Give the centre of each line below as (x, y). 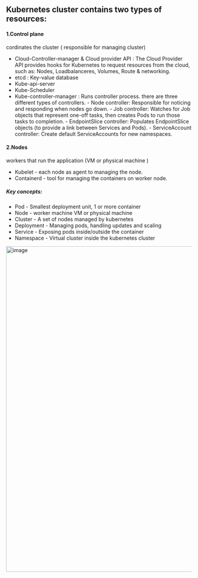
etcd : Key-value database (46, 77)
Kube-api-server (35, 84)
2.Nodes (17, 148)
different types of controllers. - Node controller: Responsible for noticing (103, 102)
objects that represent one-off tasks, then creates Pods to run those (97, 115)
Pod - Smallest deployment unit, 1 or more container (78, 207)
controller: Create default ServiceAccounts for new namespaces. (93, 134)
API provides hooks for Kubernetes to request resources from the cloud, (102, 65)
